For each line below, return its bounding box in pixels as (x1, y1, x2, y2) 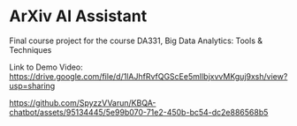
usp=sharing (9, 80, 56, 91)
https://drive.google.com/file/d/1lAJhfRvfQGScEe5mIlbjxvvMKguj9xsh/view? (9, 70, 288, 81)
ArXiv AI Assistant (9, 6, 148, 26)
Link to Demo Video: (9, 62, 84, 72)
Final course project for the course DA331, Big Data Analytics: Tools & (9, 35, 263, 46)
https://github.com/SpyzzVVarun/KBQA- (9, 97, 156, 107)
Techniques (9, 44, 52, 55)
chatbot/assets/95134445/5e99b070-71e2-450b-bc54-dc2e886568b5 (9, 107, 269, 117)
